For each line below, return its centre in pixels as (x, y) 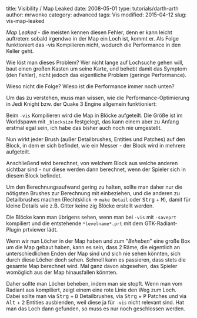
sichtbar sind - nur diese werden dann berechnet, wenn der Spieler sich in (96, 169)
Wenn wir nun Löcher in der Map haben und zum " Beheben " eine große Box (98, 241)
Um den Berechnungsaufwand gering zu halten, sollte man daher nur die (94, 187)
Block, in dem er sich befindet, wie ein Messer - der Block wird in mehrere (96, 145)
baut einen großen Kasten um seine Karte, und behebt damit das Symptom (96, 69)
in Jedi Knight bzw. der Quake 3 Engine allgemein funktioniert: (81, 104)
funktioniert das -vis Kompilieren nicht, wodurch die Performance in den (94, 45)
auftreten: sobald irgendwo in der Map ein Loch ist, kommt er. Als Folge (93, 39)
